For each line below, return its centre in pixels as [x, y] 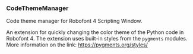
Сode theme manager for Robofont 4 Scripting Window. [74, 21]
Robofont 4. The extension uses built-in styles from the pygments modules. [97, 39]
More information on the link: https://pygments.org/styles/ [77, 45]
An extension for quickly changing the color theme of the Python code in [95, 32]
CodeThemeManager [37, 8]
